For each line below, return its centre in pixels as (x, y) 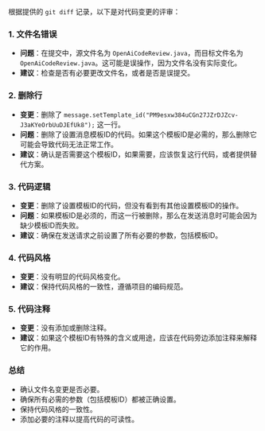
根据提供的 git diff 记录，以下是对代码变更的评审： (94, 12)
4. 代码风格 (29, 258)
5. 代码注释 (29, 309)
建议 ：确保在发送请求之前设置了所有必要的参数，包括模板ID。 (121, 235)
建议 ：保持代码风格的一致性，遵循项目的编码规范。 (103, 287)
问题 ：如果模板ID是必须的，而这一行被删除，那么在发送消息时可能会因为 (138, 215)
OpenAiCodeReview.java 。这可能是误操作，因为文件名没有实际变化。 (131, 63)
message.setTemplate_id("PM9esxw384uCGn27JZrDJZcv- (151, 115)
